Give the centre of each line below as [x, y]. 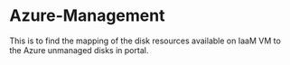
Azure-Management [87, 16]
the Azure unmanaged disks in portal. [79, 50]
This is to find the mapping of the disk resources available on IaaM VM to [145, 41]
